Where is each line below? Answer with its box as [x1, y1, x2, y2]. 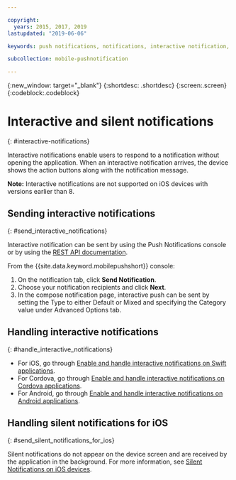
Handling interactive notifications [7, 326, 159, 338]
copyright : [7, 16, 40, 23]
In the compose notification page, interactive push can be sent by [17, 290, 210, 299]
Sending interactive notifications [7, 207, 156, 220]
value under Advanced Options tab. [17, 305, 122, 314]
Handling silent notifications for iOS [7, 417, 169, 430]
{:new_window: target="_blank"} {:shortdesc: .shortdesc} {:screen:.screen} [7, 81, 227, 89]
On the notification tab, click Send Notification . [17, 275, 157, 284]
